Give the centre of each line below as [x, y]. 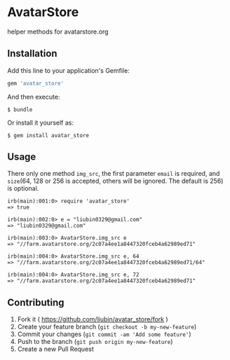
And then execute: [34, 97]
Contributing [36, 302]
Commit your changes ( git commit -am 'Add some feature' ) [104, 334]
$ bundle [20, 109]
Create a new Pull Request [56, 349]
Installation [32, 54]
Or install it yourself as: [40, 123]
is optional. [23, 188]
